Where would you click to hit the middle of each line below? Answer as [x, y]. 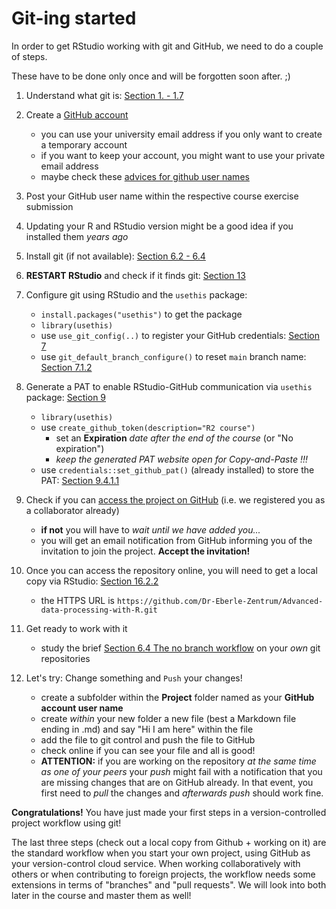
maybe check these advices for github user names [145, 176]
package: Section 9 [66, 397]
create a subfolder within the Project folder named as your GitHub [177, 697]
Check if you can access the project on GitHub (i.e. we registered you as [175, 499]
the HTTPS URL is [77, 600]
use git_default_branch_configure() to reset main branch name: [173, 356]
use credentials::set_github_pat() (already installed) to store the [177, 469]
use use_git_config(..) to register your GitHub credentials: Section [180, 335]
